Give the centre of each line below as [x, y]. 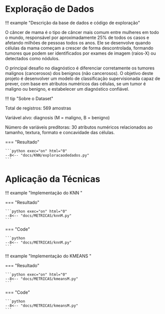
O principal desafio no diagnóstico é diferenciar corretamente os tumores [80, 68]
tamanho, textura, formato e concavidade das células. [60, 132]
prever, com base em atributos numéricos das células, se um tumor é [76, 84]
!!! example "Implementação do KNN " [44, 193]
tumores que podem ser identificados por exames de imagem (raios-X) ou [81, 53]
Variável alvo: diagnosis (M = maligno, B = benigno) [58, 117]
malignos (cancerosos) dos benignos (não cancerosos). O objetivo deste [79, 73]
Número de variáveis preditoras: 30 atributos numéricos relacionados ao [79, 127]
